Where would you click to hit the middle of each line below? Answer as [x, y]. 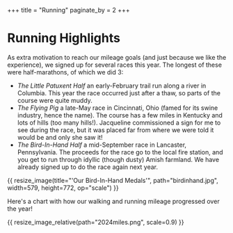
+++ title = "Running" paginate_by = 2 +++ [69, 10]
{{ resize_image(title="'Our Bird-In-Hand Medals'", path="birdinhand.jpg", [113, 180]
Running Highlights [64, 38]
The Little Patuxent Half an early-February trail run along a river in [112, 86]
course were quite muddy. [55, 100]
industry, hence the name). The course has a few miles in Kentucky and [120, 115]
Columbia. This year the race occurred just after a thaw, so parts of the [119, 93]
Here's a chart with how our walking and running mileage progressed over [114, 201]
